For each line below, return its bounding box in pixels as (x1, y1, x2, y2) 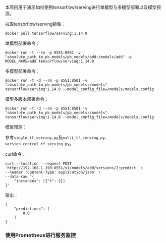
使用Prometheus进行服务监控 (5, 232, 76, 239)
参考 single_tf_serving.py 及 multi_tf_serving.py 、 (5, 134, 110, 140)
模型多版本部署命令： (5, 96, 49, 102)
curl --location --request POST (5, 161, 72, 166)
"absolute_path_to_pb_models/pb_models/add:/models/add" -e (5, 55, 132, 60)
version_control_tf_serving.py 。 (5, 141, 74, 146)
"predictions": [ (14, 206, 50, 211)
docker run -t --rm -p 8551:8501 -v (5, 50, 81, 55)
